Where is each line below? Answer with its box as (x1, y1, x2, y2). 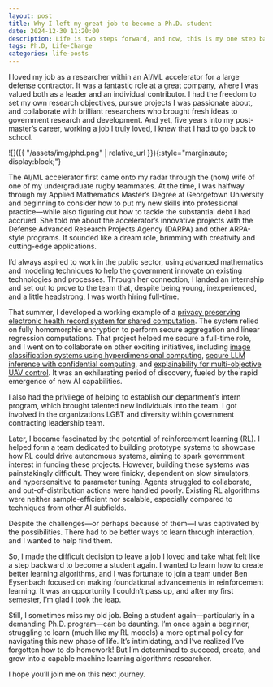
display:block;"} (8, 157, 62, 166)
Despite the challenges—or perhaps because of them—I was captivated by (8, 519, 260, 528)
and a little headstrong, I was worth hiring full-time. (8, 292, 180, 301)
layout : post (8, 11, 53, 20)
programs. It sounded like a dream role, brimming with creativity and (26, 233, 256, 242)
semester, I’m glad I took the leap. (8, 594, 122, 604)
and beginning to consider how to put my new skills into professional (8, 198, 238, 208)
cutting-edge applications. (8, 241, 97, 251)
